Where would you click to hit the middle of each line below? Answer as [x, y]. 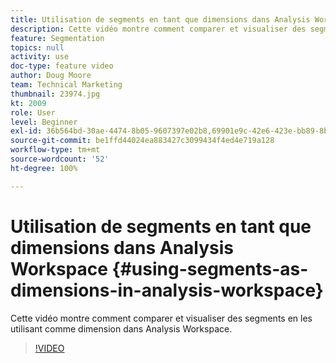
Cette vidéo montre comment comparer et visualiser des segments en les [161, 318]
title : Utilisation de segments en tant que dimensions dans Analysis [160, 19]
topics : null [37, 47]
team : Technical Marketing [66, 85]
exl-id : [26, 131]
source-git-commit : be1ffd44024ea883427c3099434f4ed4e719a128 [142, 141]
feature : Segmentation [57, 38]
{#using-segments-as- [210, 268]
